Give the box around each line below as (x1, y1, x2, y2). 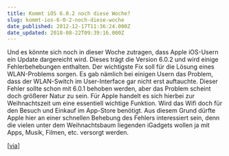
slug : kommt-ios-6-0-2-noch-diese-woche (7, 16, 125, 23)
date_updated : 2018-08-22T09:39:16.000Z (7, 29, 125, 36)
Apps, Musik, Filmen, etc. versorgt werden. (7, 129, 129, 137)
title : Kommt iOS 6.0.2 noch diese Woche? (7, 10, 131, 17)
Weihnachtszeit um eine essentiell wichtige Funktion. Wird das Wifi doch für (7, 99, 222, 107)
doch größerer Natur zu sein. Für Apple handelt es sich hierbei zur (7, 92, 195, 100)
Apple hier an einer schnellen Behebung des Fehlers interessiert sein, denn (7, 114, 220, 122)
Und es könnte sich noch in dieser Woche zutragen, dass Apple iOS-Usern (7, 48, 219, 56)
